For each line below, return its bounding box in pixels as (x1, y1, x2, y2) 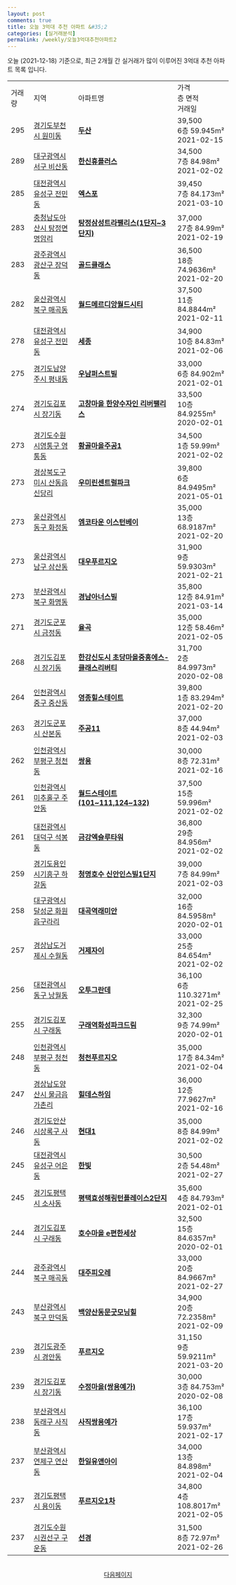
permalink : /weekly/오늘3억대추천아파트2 (7, 37, 117, 44)
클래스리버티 (78, 663, 117, 673)
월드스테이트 (78, 789, 117, 798)
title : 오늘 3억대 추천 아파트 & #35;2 (7, 23, 107, 30)
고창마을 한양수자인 (78, 399, 139, 409)
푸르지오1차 (78, 1497, 116, 1506)
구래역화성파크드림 (78, 1020, 137, 1030)
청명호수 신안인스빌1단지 (78, 869, 157, 879)
